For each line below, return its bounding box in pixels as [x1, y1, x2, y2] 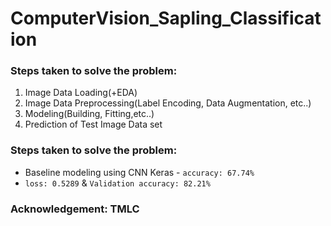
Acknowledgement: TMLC [10, 202, 140, 216]
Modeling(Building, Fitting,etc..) [24, 108, 155, 120]
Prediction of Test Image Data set [24, 118, 163, 131]
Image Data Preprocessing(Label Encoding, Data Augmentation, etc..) [24, 97, 312, 109]
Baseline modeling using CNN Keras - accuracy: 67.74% [24, 166, 255, 178]
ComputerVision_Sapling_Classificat [10, 7, 322, 30]
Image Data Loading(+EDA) [24, 87, 138, 99]
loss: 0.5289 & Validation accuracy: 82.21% [24, 177, 211, 189]
